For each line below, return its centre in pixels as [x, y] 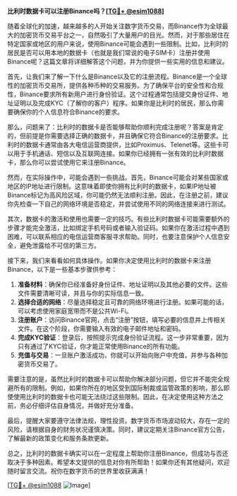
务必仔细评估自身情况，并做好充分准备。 [78, 405]
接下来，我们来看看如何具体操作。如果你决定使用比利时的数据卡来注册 [109, 260]
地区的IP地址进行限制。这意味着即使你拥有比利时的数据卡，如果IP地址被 [112, 186]
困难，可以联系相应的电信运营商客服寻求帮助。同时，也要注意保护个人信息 [115, 237]
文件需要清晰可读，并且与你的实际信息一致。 [83, 293]
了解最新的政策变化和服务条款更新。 [60, 438]
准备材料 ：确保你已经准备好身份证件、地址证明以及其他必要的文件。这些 [122, 284]
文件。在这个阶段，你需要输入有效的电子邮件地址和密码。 [101, 329]
